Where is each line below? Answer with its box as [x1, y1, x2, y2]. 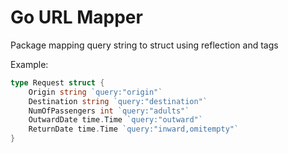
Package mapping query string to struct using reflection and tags [10, 39, 279, 51]
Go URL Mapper [10, 6, 143, 29]
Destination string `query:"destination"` [28, 96, 208, 106]
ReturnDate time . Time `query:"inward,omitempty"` [28, 124, 240, 135]
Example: [10, 58, 49, 70]
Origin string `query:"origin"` [28, 87, 163, 97]
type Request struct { [10, 77, 105, 88]
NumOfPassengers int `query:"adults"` [28, 106, 190, 116]
